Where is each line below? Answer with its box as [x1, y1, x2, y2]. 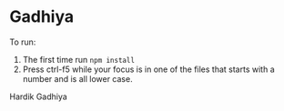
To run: [9, 36, 36, 47]
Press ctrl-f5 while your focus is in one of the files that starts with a [22, 64, 275, 75]
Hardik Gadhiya [9, 91, 68, 102]
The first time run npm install [22, 54, 135, 65]
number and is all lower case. [22, 73, 134, 84]
